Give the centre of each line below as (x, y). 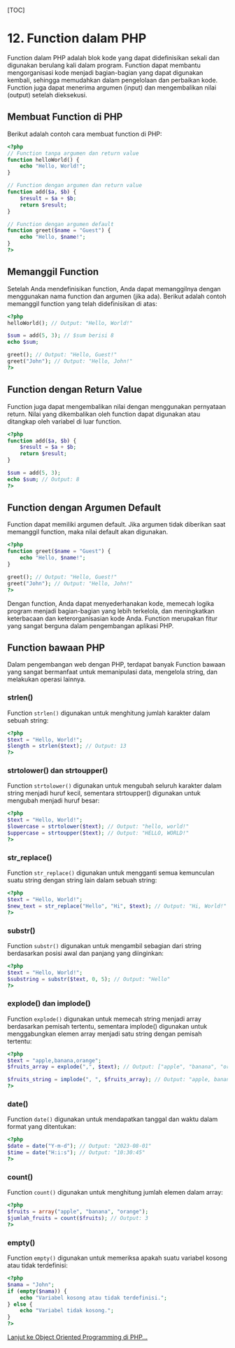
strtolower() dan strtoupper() (58, 771)
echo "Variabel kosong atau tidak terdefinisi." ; (94, 1298)
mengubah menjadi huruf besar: (54, 800)
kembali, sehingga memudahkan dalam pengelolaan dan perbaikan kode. (113, 80)
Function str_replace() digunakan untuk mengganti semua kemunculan (111, 873)
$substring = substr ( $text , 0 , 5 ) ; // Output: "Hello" (89, 979)
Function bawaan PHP (56, 647)
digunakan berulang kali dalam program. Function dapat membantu (104, 65)
